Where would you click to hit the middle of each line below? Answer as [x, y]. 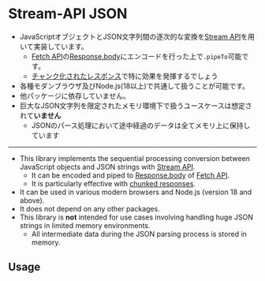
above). [32, 200]
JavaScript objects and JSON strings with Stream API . [107, 167]
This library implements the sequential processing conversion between [135, 158]
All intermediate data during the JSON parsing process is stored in [139, 234]
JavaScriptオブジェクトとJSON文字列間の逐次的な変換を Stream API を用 [137, 36]
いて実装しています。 [54, 46]
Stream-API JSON [68, 14]
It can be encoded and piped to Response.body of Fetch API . [131, 175]
